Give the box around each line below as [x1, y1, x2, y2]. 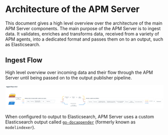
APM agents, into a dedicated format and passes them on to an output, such [5, 36, 163, 42]
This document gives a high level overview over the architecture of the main [5, 20, 162, 26]
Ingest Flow [5, 56, 43, 65]
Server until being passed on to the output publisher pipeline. [5, 74, 132, 81]
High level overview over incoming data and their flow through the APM [5, 69, 153, 75]
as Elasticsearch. [5, 41, 41, 47]
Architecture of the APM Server [5, 4, 140, 15]
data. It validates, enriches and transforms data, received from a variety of [5, 31, 159, 37]
